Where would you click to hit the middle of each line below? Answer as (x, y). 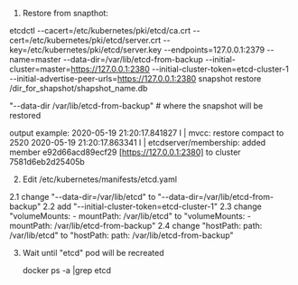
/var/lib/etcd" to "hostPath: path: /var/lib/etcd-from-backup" (121, 235)
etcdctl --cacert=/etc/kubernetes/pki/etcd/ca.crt (100, 30)
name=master (35, 59)
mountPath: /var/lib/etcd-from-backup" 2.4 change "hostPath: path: (136, 226)
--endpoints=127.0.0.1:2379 (214, 50)
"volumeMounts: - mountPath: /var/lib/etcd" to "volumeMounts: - (130, 216)
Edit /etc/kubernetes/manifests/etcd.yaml (100, 179)
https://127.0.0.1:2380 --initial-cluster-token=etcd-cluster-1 (180, 69)
